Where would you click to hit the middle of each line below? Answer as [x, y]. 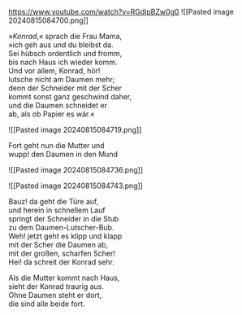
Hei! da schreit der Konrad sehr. [62, 262]
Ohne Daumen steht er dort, [55, 295]
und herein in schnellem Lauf [57, 210]
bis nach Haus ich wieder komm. [63, 62]
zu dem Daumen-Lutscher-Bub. [61, 227]
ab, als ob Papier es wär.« [52, 114]
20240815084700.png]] [49, 20]
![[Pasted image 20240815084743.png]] [76, 186]
